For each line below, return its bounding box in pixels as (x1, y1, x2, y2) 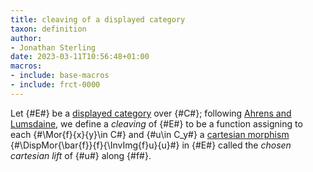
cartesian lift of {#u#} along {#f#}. (10, 149, 152, 161)
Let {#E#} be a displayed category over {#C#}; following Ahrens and (10, 107, 292, 119)
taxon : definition (10, 24, 87, 34)
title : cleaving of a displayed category (10, 14, 186, 25)
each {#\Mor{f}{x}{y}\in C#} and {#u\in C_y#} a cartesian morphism (10, 128, 290, 140)
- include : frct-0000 (10, 80, 101, 90)
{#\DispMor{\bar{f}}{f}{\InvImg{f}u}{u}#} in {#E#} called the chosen (10, 139, 292, 151)
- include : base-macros (10, 71, 110, 81)
